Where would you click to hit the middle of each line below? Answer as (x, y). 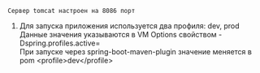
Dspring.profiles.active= (60, 43)
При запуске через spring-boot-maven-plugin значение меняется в (136, 52)
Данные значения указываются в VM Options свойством (118, 34)
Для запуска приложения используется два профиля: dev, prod (130, 26)
